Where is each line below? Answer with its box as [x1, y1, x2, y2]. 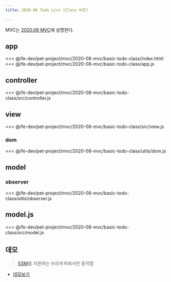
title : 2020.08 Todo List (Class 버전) [5, 7, 89, 13]
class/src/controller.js [5, 95, 51, 101]
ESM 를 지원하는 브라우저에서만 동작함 [17, 260, 94, 266]
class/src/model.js [5, 229, 45, 235]
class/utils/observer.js [5, 196, 52, 202]
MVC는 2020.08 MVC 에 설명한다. [5, 27, 74, 33]
